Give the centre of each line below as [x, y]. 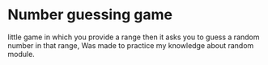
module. [21, 54]
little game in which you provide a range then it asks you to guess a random [134, 37]
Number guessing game [90, 15]
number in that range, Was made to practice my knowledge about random [131, 45]
